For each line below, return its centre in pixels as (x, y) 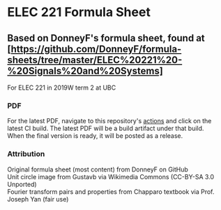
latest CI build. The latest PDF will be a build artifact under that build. (106, 128)
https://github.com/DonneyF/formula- (96, 49)
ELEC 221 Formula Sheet (79, 12)
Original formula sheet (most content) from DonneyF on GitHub (98, 169)
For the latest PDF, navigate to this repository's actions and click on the (109, 121)
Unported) (22, 184)
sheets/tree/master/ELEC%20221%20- (95, 60)
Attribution (26, 154)
